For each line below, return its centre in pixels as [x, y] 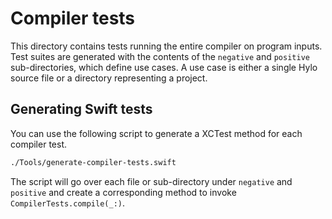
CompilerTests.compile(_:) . [68, 203]
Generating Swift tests [81, 109]
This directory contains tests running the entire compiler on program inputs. [166, 46]
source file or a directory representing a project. [109, 78]
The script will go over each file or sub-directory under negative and [151, 181]
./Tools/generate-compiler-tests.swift [93, 162]
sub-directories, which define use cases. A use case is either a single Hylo [164, 67]
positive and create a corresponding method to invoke [123, 192]
